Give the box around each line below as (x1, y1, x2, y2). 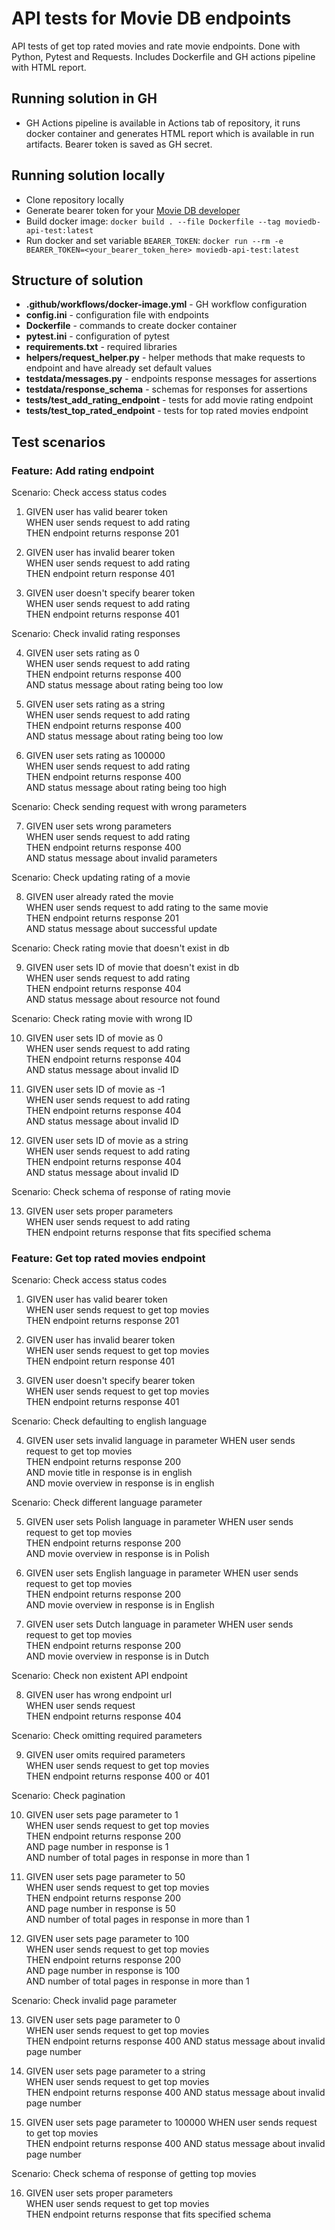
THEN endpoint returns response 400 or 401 (25, 1770, 210, 1782)
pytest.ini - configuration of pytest (25, 330, 170, 342)
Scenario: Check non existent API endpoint (11, 1670, 188, 1682)
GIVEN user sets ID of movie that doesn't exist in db (25, 962, 240, 974)
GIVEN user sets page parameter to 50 (25, 1871, 186, 1883)
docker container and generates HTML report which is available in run (25, 127, 315, 139)
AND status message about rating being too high (25, 782, 228, 794)
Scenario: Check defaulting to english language (11, 1415, 208, 1427)
